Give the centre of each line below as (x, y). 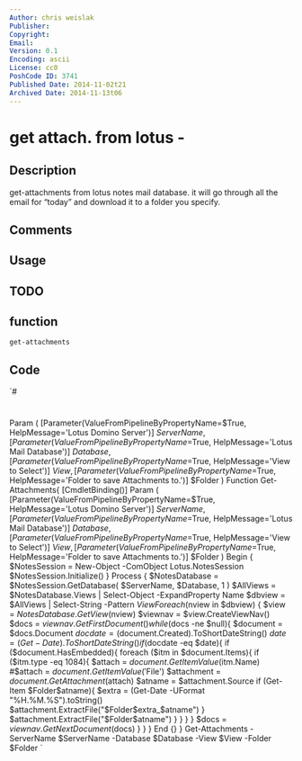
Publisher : (30, 26)
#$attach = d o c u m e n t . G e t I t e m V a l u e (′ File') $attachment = (115, 672)
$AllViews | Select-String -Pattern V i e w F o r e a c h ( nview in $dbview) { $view (147, 604)
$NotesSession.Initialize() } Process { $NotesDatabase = (114, 576)
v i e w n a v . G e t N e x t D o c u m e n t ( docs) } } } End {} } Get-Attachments (129, 729)
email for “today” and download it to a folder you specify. (115, 201)
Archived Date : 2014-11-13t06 (66, 93)
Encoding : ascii (40, 59)
